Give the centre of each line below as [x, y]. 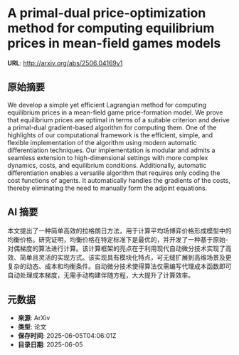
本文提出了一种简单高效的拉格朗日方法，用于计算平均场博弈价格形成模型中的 [119, 231]
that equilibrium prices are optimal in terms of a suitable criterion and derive [118, 120]
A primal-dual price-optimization [107, 13]
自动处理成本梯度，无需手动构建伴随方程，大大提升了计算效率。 [101, 275]
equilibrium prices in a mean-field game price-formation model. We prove [115, 112]
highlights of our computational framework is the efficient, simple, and [110, 135]
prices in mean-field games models [114, 43]
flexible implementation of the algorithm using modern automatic [102, 142]
